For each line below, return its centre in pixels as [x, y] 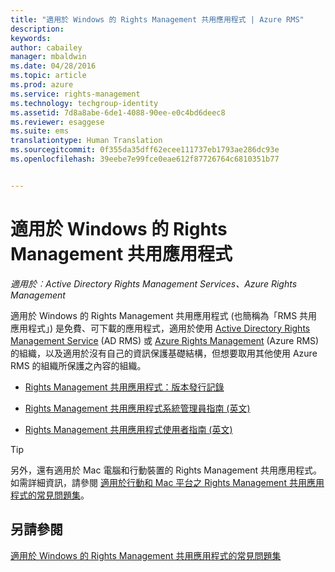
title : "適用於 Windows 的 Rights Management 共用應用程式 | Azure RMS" [157, 19]
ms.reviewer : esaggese [57, 122]
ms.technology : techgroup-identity [84, 103]
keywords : [31, 38]
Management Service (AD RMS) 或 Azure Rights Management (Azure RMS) [165, 340]
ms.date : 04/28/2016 [53, 66]
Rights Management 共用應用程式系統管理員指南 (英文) [137, 408]
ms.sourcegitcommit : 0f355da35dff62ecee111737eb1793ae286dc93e [145, 150]
